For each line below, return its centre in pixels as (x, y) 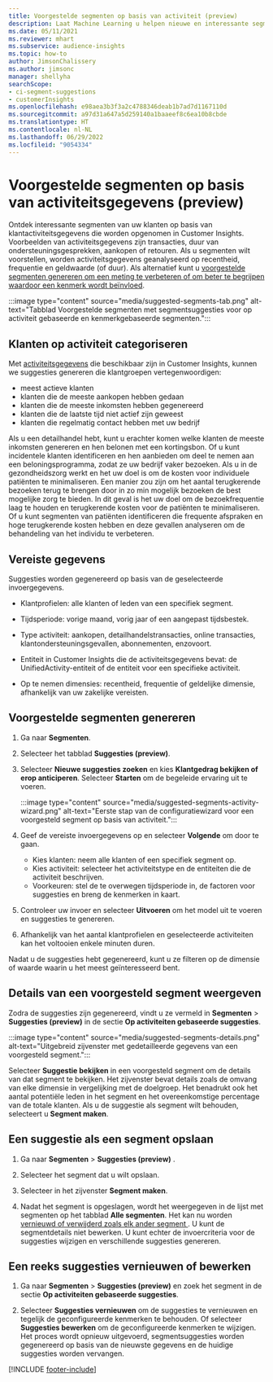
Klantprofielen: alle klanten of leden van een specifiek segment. (127, 603)
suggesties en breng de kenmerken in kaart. (106, 894)
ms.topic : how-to (38, 54)
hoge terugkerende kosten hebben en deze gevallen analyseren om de (127, 525)
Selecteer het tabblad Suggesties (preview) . (95, 753)
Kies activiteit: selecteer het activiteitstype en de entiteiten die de (142, 868)
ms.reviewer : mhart (41, 39)
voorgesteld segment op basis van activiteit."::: (98, 819)
